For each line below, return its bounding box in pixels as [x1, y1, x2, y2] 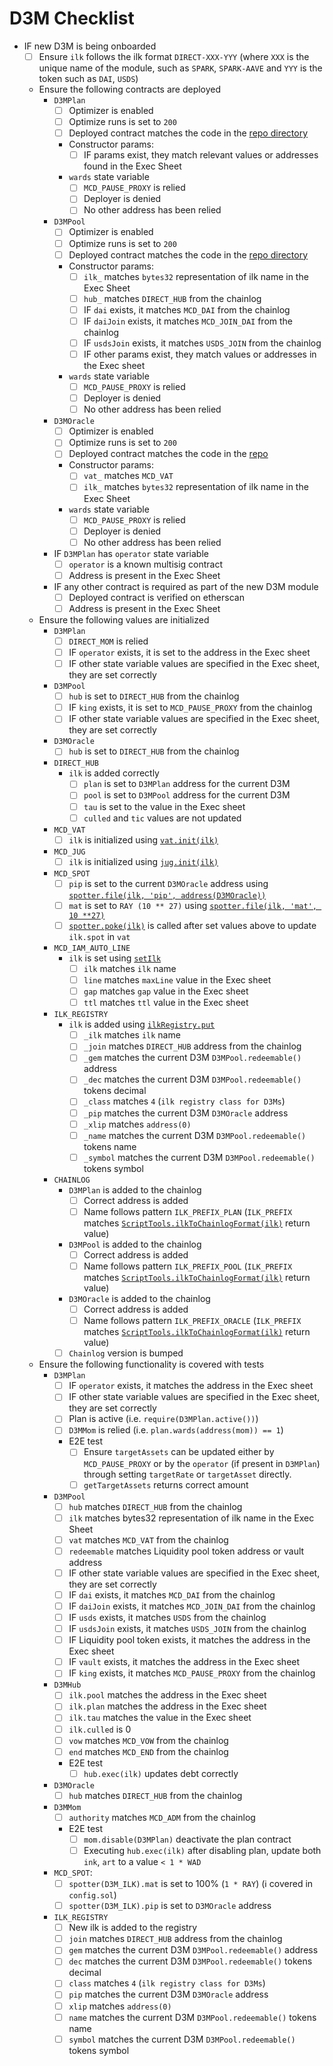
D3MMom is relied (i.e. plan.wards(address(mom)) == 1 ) [68, 1424, 284, 1436]
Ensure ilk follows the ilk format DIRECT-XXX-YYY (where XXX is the [38, 50, 310, 62]
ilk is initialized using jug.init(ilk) [68, 855, 219, 867]
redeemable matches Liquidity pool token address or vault [68, 1545, 305, 1557]
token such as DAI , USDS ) [38, 73, 139, 84]
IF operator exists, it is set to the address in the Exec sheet [68, 647, 311, 658]
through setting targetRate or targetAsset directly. [83, 1468, 292, 1480]
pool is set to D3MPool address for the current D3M [83, 789, 291, 801]
